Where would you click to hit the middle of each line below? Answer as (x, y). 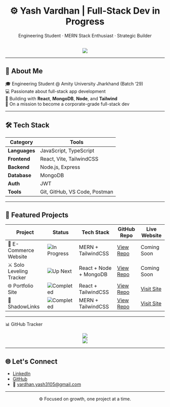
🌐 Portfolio (21, 286)
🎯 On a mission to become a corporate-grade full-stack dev (68, 104)
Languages (22, 150)
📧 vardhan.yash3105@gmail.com (47, 384)
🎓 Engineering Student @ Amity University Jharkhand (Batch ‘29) (74, 84)
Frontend (19, 158)
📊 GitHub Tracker (24, 324)
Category (22, 142)
